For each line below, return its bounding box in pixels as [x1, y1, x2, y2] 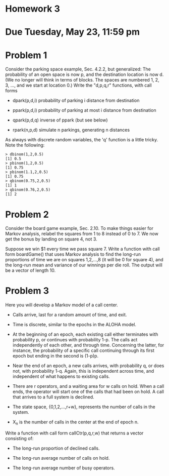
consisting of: [5, 435, 34, 441]
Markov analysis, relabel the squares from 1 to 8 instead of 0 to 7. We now [5, 231, 159, 237]
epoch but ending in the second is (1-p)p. [12, 353, 99, 359]
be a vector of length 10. [5, 267, 56, 273]
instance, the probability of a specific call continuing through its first [12, 347, 155, 353]
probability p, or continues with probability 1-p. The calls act [12, 337, 138, 343]
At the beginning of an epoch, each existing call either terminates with [12, 331, 158, 337]
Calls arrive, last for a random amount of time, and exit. [12, 312, 127, 318]
